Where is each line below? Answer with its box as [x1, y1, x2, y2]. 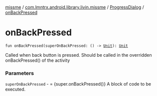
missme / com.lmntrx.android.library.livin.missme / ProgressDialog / [5, 4, 145, 10]
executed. [5, 87, 26, 93]
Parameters [5, 70, 34, 77]
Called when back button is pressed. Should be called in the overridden [5, 52, 152, 58]
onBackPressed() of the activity [5, 57, 70, 63]
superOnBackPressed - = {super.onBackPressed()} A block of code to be [5, 81, 151, 87]
